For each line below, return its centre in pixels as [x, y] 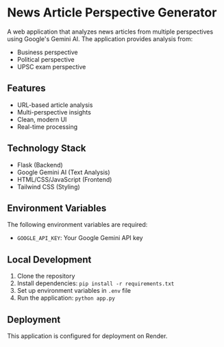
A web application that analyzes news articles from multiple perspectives [110, 32]
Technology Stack [47, 148]
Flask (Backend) [40, 165]
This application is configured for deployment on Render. [87, 336]
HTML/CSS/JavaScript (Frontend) [64, 179]
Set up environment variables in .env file [74, 291]
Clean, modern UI [42, 119]
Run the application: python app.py [66, 298]
